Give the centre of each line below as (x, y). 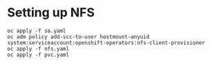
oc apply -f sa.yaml (37, 31)
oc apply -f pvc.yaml (38, 55)
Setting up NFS (51, 13)
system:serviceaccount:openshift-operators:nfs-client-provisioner (106, 42)
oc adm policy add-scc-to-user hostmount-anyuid (78, 37)
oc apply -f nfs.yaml (38, 49)
